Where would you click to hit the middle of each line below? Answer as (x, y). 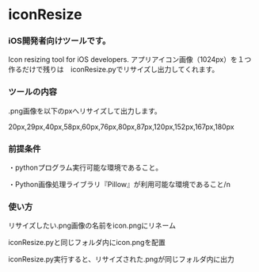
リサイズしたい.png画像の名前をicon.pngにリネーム (92, 226)
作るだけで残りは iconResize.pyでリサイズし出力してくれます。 (114, 70)
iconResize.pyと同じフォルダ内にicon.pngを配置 (87, 243)
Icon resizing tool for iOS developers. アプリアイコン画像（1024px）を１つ (130, 59)
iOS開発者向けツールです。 (59, 41)
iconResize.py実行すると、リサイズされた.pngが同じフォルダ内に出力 (122, 259)
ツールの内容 (33, 92)
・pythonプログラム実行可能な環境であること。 (86, 167)
